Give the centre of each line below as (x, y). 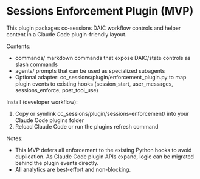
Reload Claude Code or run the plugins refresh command (87, 126)
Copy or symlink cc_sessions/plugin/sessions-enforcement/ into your (102, 113)
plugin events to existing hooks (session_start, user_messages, (94, 84)
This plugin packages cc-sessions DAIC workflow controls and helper (94, 28)
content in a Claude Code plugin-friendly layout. (67, 34)
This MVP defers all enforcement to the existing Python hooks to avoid (103, 150)
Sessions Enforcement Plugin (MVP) (100, 11)
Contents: (19, 46)
